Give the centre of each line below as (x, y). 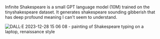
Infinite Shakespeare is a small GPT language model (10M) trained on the (77, 7)
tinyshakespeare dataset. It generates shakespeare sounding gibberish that (80, 12)
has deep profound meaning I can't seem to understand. (61, 17)
